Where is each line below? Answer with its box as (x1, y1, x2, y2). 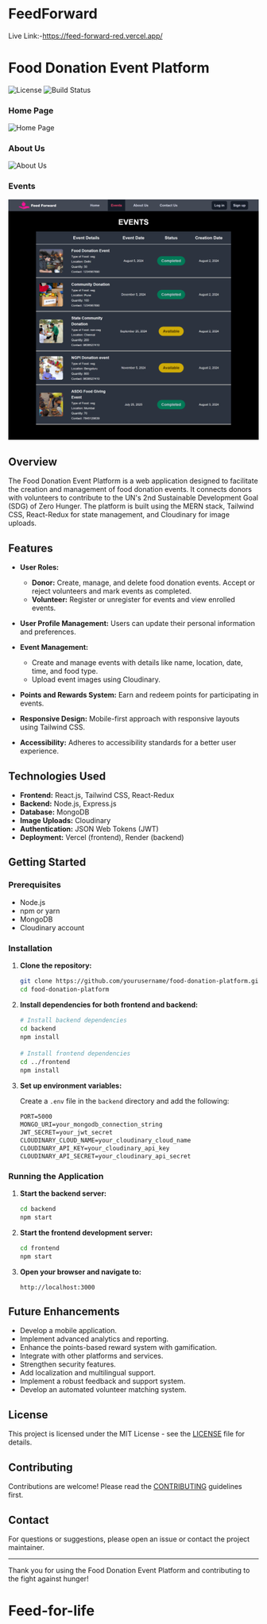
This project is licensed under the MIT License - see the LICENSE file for (8, 1429, 245, 1439)
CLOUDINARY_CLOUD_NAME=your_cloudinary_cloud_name (19, 1136, 192, 1144)
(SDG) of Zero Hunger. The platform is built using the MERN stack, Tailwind (8, 501, 254, 511)
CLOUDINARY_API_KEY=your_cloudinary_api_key (19, 1144, 170, 1152)
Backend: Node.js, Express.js (19, 799, 117, 809)
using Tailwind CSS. (19, 722, 86, 732)
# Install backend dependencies (19, 1016, 127, 1024)
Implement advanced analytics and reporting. (19, 1334, 169, 1344)
